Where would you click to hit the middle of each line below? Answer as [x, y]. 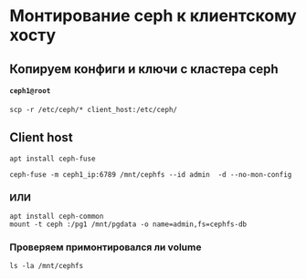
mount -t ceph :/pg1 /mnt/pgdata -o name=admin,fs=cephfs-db [128, 224]
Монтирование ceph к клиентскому [153, 16]
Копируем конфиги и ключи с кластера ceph [144, 69]
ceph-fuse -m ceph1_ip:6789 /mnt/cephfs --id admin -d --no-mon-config [151, 174]
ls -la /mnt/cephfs [47, 266]
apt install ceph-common [57, 216]
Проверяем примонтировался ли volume [106, 247]
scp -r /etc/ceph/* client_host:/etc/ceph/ [94, 109]
